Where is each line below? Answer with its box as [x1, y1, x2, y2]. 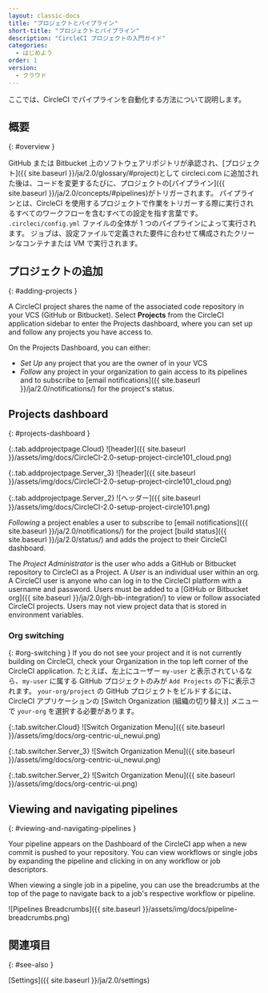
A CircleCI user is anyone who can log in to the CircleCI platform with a [8, 576, 242, 586]
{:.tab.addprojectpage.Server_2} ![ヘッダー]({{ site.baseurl [8, 493, 202, 503]
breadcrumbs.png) [8, 913, 70, 922]
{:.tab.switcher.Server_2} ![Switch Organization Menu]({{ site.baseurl [8, 771, 235, 780]
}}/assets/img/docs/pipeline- [142, 904, 238, 914]
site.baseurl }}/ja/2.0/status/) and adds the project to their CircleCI [8, 535, 227, 545]
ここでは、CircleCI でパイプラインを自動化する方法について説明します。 [8, 94, 246, 104]
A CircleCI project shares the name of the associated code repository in [8, 302, 244, 311]
